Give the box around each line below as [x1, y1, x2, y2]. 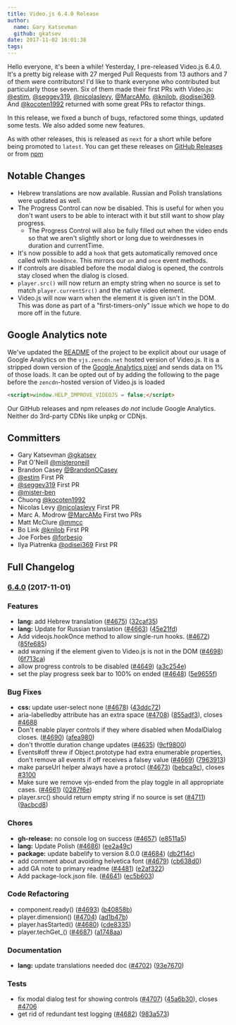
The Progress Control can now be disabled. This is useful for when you [17, 204, 224, 212]
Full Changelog [7, 561, 75, 573]
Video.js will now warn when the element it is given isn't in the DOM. [17, 293, 216, 302]
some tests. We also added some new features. [7, 121, 145, 129]
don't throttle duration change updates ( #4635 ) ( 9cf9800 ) [17, 741, 187, 749]
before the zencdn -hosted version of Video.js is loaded [7, 378, 166, 386]
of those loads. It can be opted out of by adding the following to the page [7, 370, 220, 379]
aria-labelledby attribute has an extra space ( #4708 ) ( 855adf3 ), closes [17, 711, 223, 719]
